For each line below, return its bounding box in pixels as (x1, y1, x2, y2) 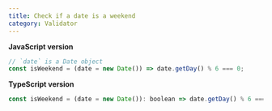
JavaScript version (8, 41, 74, 51)
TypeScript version (8, 79, 74, 89)
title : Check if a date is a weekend (8, 11, 136, 20)
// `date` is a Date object (8, 58, 104, 66)
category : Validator (8, 19, 79, 28)
